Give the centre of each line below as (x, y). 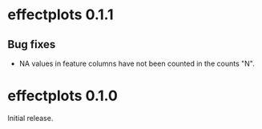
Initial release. (30, 118)
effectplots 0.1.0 (62, 96)
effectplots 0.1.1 (60, 15)
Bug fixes (32, 44)
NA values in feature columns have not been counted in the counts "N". (137, 63)
